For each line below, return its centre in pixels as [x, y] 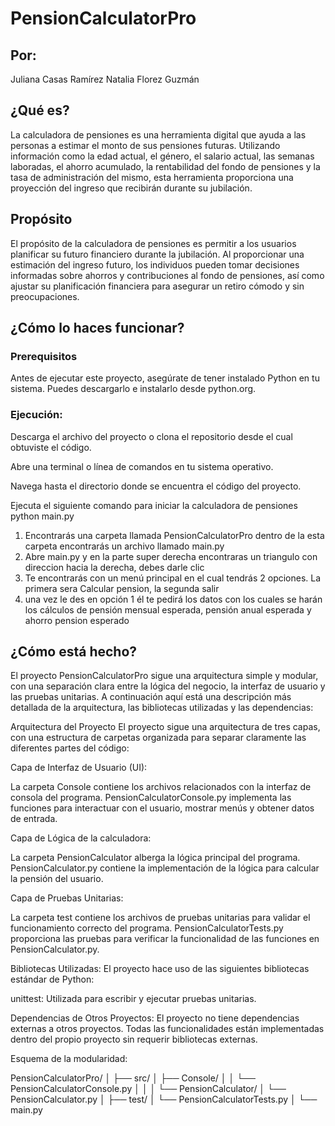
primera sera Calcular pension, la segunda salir [122, 588]
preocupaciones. [45, 296]
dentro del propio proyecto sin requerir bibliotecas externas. [134, 1039]
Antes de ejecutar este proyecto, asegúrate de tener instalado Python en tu [165, 378]
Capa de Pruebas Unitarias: [67, 898]
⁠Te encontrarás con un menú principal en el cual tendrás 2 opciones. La [173, 578]
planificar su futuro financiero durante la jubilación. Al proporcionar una [157, 254]
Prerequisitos [44, 356]
